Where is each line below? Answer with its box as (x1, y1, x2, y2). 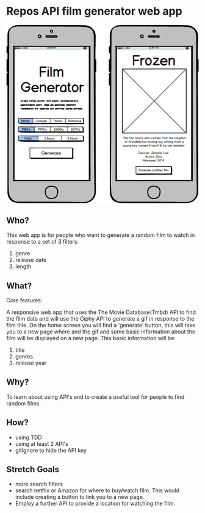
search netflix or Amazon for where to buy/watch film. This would (15, 487, 180, 494)
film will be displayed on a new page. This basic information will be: (6, 334, 176, 341)
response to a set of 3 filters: (6, 238, 79, 246)
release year (15, 359, 47, 366)
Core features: (6, 296, 43, 304)
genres (15, 352, 34, 360)
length (15, 263, 32, 270)
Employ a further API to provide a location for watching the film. (15, 500, 176, 508)
